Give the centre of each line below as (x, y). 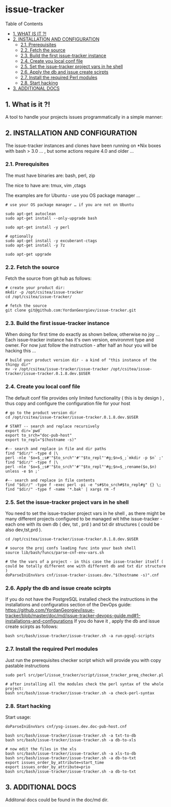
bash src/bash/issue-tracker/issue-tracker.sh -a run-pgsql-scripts (80, 636)
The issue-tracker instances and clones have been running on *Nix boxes (83, 146)
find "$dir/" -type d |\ (32, 453)
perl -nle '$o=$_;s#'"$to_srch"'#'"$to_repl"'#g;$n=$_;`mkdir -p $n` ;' (84, 458)
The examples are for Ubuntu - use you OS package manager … (73, 195)
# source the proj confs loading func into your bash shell (71, 548)
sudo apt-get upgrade (28, 254)
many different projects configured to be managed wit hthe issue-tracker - (84, 519)
